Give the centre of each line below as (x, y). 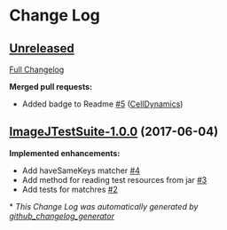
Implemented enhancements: (65, 153)
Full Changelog (37, 69)
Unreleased (42, 48)
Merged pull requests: (51, 87)
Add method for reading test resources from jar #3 (114, 179)
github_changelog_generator (62, 216)
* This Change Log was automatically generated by (104, 206)
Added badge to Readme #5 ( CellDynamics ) (102, 104)
